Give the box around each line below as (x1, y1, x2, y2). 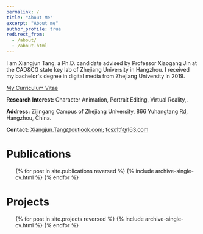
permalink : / (6, 9, 40, 15)
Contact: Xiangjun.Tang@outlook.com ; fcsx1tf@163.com (6, 126, 149, 133)
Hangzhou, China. (6, 114, 52, 122)
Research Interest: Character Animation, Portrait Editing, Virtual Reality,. (6, 95, 188, 103)
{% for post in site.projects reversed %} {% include (15, 215, 144, 222)
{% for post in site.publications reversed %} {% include (15, 167, 154, 174)
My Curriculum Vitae (6, 84, 59, 91)
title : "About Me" (6, 15, 53, 21)
